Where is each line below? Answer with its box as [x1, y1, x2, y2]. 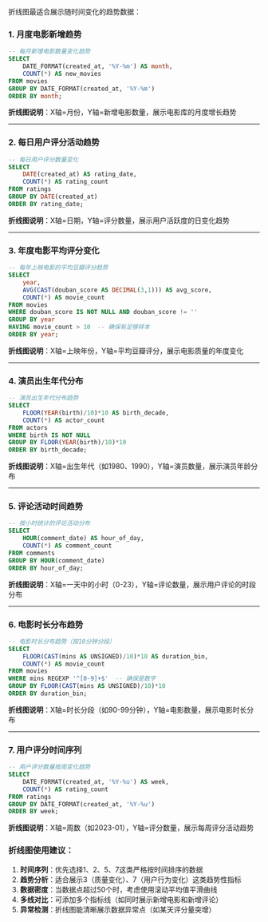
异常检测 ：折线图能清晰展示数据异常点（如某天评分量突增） [19, 904, 216, 914]
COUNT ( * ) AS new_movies [22, 70, 102, 77]
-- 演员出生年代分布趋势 [8, 394, 79, 402]
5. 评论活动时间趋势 [8, 501, 84, 512]
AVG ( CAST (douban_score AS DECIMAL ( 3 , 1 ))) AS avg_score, [22, 286, 213, 294]
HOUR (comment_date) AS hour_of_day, [22, 535, 145, 542]
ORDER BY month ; [8, 92, 62, 100]
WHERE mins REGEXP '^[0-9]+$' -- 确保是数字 [8, 674, 156, 683]
